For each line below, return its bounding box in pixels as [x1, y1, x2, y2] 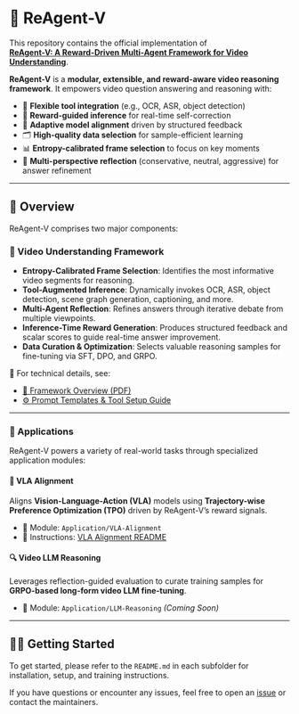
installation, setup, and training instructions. [9, 669, 170, 680]
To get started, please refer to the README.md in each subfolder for [9, 660, 249, 671]
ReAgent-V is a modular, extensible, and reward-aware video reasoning [9, 73, 279, 84]
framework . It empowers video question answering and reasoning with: [9, 83, 272, 94]
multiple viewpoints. [21, 313, 96, 324]
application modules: [9, 455, 86, 466]
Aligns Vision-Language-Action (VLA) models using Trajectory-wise [9, 495, 265, 506]
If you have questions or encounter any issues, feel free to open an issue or [9, 686, 287, 698]
